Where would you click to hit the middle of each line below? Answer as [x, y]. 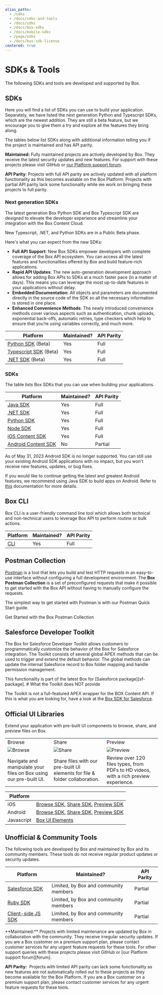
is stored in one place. [34, 303]
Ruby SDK [19, 903]
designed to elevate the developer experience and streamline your [71, 218]
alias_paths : [18, 9]
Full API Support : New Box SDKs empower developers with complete [81, 251]
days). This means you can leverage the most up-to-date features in [80, 282]
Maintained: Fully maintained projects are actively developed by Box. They [80, 155]
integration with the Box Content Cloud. [44, 223]
